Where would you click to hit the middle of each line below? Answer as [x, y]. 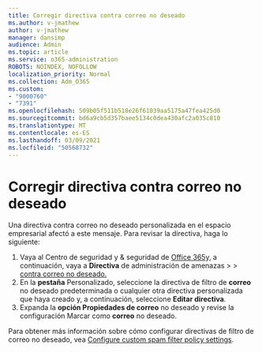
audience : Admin [35, 45]
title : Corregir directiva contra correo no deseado [97, 15]
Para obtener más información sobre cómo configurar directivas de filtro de [131, 331]
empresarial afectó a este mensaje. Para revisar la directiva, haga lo [118, 234]
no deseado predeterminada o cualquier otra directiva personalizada [131, 291]
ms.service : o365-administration [63, 60]
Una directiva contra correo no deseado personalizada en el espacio [120, 225]
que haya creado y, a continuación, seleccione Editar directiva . [123, 299]
